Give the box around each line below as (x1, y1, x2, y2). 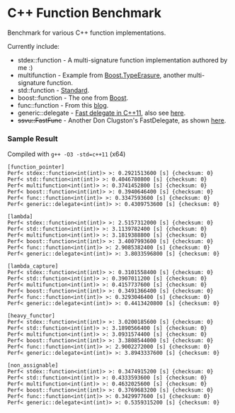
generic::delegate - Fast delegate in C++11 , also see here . (17, 108, 186, 117)
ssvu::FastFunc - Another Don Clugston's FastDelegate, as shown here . (17, 115, 227, 125)
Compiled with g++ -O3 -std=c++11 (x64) (7, 150, 126, 159)
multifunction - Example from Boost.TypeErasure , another (17, 71, 186, 79)
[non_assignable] (7, 362, 59, 369)
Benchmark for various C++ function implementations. (7, 28, 166, 37)
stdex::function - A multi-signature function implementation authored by (17, 55, 228, 64)
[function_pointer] (7, 164, 65, 171)
